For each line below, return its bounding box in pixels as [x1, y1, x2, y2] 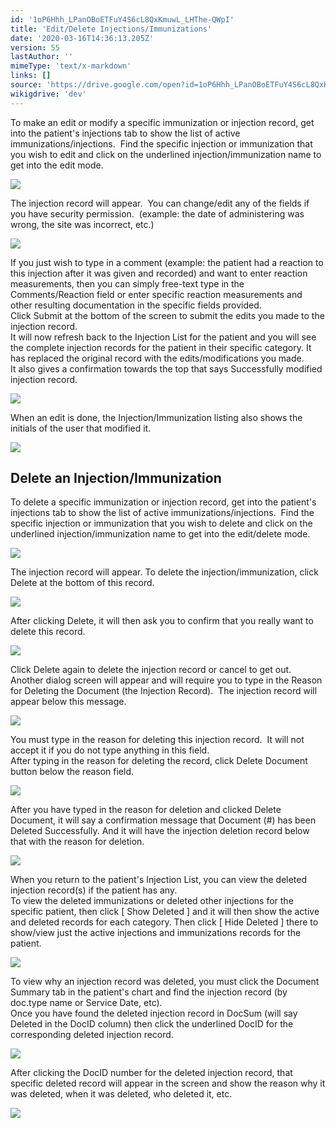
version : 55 [10, 42, 60, 53]
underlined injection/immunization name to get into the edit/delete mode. [10, 528, 311, 540]
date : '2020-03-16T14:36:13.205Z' [10, 33, 155, 43]
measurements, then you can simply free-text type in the [10, 277, 245, 290]
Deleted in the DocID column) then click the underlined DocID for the [10, 1018, 294, 1030]
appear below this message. [10, 696, 127, 708]
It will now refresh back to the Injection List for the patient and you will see [10, 331, 317, 343]
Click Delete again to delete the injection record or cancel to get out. [10, 664, 292, 676]
